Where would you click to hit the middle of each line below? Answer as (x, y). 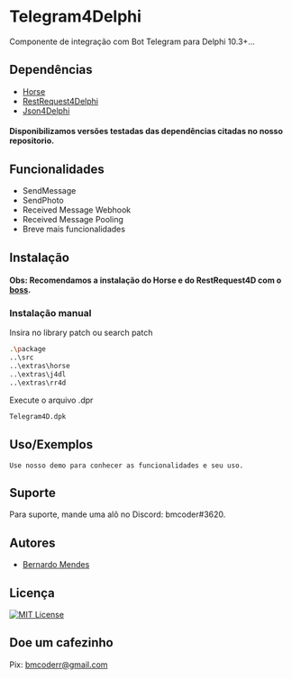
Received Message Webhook (77, 210)
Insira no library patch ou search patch (81, 333)
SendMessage (49, 191)
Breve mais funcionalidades (74, 229)
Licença (32, 593)
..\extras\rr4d (38, 383)
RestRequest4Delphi (60, 101)
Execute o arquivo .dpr (51, 400)
